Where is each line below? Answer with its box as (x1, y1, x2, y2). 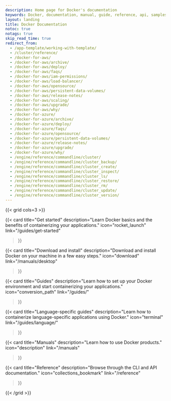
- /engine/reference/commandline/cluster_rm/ (10, 183, 108, 188)
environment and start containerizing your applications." (5, 283, 123, 289)
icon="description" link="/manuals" (5, 344, 80, 350)
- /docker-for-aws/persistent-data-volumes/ (10, 88, 106, 93)
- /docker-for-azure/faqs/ (10, 126, 67, 131)
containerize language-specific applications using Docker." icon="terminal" (5, 314, 163, 320)
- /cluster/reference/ (10, 50, 58, 55)
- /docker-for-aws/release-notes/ (10, 93, 83, 98)
